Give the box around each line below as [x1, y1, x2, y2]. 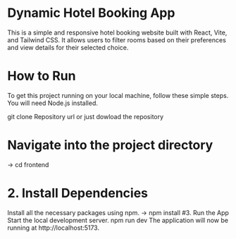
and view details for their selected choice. [7, 43, 129, 51]
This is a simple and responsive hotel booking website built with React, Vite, [7, 28, 228, 37]
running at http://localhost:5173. [7, 223, 100, 232]
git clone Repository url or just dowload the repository [7, 112, 164, 121]
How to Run [7, 68, 76, 84]
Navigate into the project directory [7, 137, 213, 153]
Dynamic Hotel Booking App [7, 5, 175, 21]
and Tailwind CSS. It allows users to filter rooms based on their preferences [7, 35, 227, 44]
